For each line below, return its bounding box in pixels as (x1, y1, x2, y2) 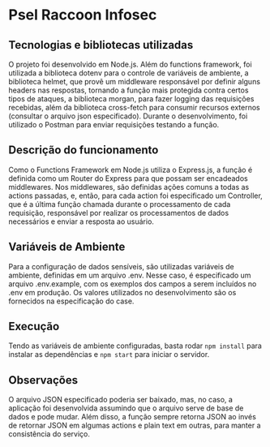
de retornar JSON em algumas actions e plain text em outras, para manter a (8, 420, 261, 431)
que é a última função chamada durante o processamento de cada (8, 199, 231, 208)
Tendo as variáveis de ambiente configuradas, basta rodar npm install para (8, 341, 262, 350)
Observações (8, 373, 79, 387)
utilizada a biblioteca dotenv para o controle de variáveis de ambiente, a (8, 68, 249, 78)
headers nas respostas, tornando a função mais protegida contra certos (8, 85, 249, 95)
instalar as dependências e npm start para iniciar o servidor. (8, 350, 210, 359)
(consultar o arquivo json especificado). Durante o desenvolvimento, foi (8, 111, 248, 121)
